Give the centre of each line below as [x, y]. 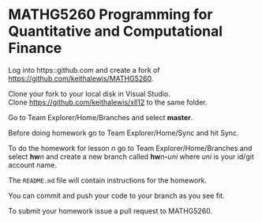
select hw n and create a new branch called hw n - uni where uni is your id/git [131, 157]
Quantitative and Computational [116, 31]
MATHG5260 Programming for [110, 15]
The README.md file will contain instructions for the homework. [108, 180]
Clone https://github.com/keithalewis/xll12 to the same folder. [108, 102]
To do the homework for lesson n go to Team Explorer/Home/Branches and [130, 148]
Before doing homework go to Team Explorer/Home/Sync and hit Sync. [124, 133]
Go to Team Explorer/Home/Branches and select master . [101, 117]
